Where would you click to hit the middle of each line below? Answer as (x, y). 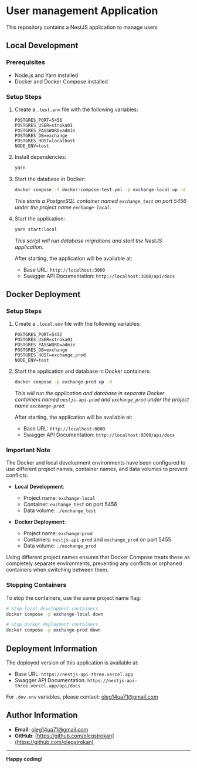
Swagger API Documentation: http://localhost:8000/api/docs (99, 435)
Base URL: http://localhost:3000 (64, 269)
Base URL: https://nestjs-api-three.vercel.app (74, 674)
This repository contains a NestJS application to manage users (82, 27)
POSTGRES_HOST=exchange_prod (50, 355)
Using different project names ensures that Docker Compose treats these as (98, 557)
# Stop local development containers (52, 609)
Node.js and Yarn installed (46, 75)
